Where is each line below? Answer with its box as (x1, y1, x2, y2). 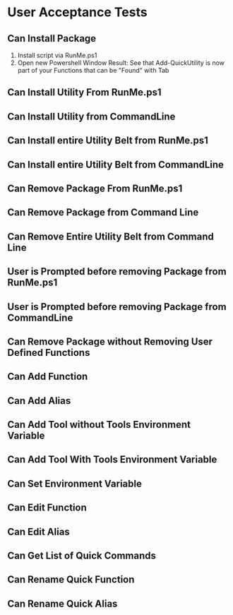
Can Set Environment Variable (7, 477, 143, 489)
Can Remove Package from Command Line (7, 206, 199, 219)
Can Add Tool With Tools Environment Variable (7, 453, 217, 466)
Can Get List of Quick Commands (7, 550, 157, 562)
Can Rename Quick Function (7, 573, 135, 586)
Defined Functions (7, 347, 90, 359)
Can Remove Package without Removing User (7, 335, 213, 347)
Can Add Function (7, 371, 88, 383)
